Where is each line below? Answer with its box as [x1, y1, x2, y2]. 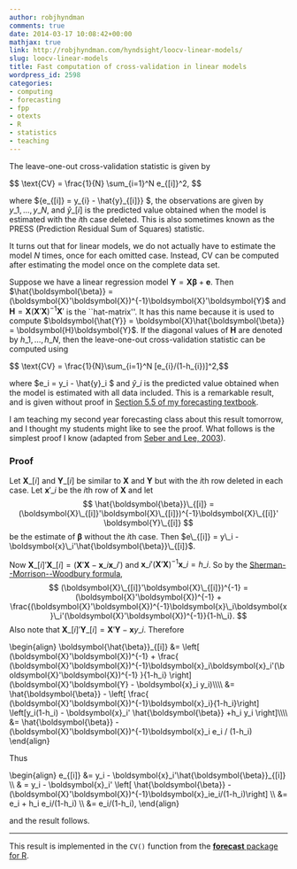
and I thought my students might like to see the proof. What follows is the [9, 423, 276, 434]
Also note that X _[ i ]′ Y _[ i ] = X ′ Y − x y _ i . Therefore [9, 625, 185, 635]
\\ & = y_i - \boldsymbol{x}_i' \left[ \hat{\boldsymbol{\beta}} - [9, 780, 232, 790]
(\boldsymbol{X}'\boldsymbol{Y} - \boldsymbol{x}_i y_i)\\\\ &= [9, 679, 236, 690]
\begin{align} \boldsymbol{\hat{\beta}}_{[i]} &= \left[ [9, 641, 201, 652]
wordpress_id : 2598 [9, 71, 81, 80]
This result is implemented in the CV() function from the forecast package [9, 841, 278, 851]
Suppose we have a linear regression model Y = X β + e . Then [9, 276, 234, 287]
